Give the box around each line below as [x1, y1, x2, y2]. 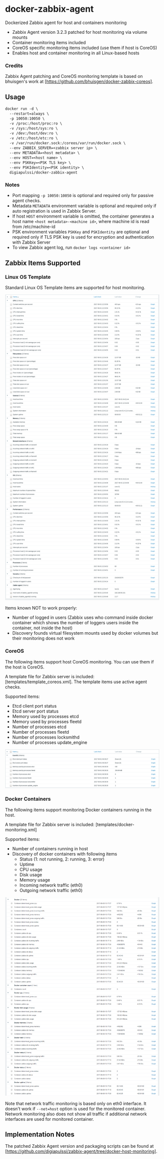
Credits [5, 62, 23, 69]
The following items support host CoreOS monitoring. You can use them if [5, 659, 154, 665]
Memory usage [19, 877, 50, 883]
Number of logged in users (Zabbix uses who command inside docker [12, 615, 153, 620]
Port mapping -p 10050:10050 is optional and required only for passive [12, 193, 154, 198]
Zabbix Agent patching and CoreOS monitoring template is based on [5, 74, 143, 79]
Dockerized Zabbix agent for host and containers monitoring [5, 20, 127, 25]
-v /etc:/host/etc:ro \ [9, 136, 58, 141]
